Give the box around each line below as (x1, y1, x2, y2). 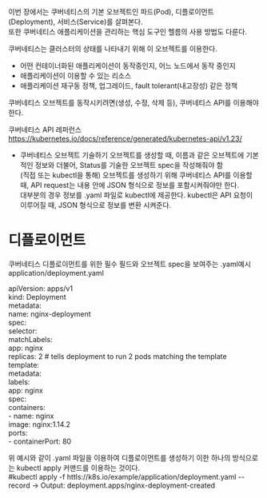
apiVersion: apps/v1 (8, 283, 74, 293)
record (8, 480, 30, 490)
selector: (8, 326, 38, 336)
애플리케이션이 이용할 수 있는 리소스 (19, 71, 132, 80)
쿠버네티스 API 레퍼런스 (8, 125, 82, 134)
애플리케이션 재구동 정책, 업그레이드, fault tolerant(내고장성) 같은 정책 (19, 81, 238, 90)
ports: (8, 428, 28, 437)
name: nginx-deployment (8, 309, 91, 318)
